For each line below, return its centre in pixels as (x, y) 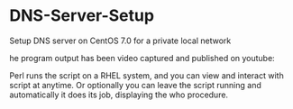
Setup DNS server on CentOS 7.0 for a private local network (120, 41)
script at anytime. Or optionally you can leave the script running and (135, 85)
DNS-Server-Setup (82, 16)
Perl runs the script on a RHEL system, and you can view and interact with (146, 75)
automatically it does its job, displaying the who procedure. (119, 95)
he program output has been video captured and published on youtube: (142, 58)
